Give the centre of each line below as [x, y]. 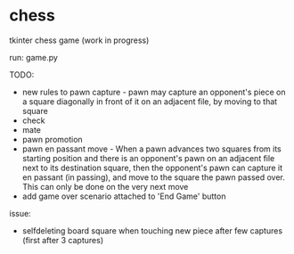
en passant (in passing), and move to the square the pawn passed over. [153, 177]
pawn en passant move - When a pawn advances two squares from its [152, 149]
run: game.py [33, 57]
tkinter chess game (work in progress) [79, 40]
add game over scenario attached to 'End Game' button [124, 196]
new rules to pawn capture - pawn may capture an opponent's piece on [154, 92]
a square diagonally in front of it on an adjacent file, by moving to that [150, 101]
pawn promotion [52, 139]
